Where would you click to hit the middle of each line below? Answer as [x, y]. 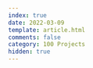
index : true [27, 15]
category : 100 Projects [47, 45]
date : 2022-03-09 [36, 23]
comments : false [34, 37]
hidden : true [29, 52]
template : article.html [47, 30]
